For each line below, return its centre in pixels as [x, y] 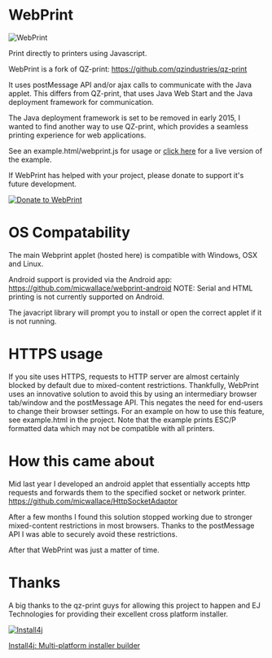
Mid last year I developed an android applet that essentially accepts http [129, 484]
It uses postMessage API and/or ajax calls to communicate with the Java [130, 85]
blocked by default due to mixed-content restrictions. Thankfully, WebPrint [134, 385]
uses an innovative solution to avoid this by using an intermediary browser [133, 394]
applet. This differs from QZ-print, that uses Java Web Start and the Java [131, 93]
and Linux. [26, 264]
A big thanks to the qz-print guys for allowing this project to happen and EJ [134, 605]
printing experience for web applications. [77, 135]
